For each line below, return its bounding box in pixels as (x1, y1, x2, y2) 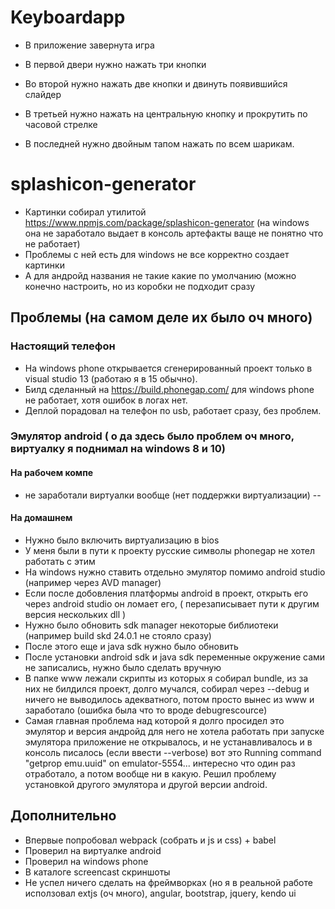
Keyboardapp (10, 6, 126, 29)
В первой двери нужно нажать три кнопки (24, 58, 207, 70)
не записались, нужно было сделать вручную (24, 661, 222, 673)
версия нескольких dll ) (24, 608, 127, 620)
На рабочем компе (10, 467, 94, 479)
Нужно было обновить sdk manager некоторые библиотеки (24, 619, 279, 631)
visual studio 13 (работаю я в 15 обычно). (24, 372, 198, 385)
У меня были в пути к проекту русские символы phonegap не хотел (24, 544, 315, 556)
